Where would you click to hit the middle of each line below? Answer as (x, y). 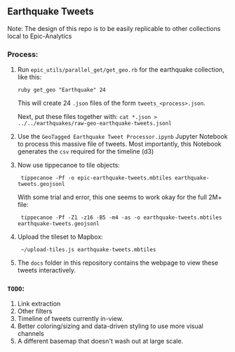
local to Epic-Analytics (40, 36)
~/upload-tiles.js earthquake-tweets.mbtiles (88, 250)
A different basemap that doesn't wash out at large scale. (100, 341)
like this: (29, 77)
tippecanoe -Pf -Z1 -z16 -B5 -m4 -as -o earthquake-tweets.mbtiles (121, 218)
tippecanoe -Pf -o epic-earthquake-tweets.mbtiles (96, 178)
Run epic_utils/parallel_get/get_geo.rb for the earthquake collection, (121, 70)
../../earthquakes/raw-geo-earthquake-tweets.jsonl (94, 124)
